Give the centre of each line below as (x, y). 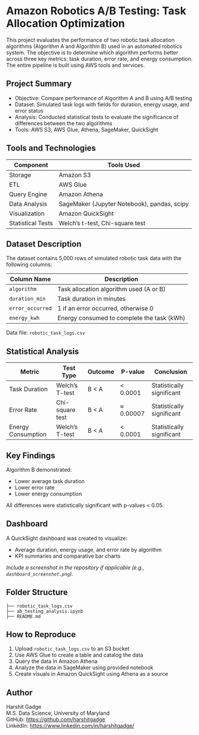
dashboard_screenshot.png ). (40, 574)
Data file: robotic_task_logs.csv (46, 333)
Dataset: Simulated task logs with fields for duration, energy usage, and (102, 104)
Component (31, 165)
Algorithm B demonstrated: (39, 470)
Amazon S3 (75, 175)
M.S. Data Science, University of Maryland (58, 713)
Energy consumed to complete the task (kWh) (121, 318)
